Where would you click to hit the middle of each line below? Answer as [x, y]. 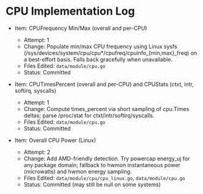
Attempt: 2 [37, 152]
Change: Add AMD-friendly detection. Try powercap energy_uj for [107, 158]
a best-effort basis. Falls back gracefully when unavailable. [98, 59]
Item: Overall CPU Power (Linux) [55, 140]
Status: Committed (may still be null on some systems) [92, 184]
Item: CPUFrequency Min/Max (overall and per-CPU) [81, 28]
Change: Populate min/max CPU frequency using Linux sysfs [101, 46]
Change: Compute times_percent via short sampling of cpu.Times [106, 109]
